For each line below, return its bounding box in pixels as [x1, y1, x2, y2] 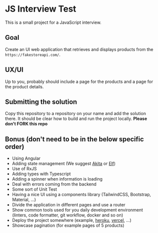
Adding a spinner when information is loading [12, 176, 103, 182]
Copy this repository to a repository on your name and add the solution [5, 111, 146, 116]
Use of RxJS [12, 166, 37, 172]
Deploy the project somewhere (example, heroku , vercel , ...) [12, 217, 132, 223]
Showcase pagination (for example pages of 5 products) [12, 222, 125, 229]
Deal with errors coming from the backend [12, 181, 97, 187]
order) [5, 142, 25, 151]
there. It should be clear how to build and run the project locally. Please [5, 116, 147, 122]
